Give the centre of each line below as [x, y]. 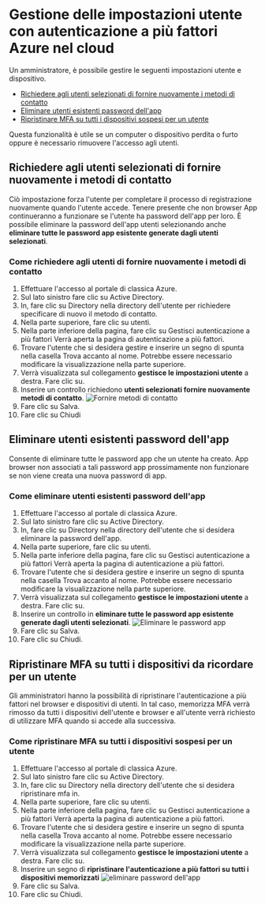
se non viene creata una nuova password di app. [88, 475]
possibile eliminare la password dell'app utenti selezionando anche [118, 224]
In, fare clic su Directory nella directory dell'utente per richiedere [125, 305]
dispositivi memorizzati [60, 878]
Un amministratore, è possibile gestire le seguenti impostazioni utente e [125, 70]
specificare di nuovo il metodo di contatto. [89, 314]
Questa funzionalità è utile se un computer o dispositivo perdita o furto [124, 134]
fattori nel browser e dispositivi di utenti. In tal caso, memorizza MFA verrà [130, 704]
